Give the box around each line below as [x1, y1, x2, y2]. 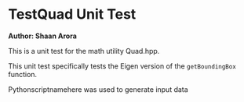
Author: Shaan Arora [8, 31, 77, 40]
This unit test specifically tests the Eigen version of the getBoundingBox [8, 61, 237, 71]
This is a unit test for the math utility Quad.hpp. [8, 46, 160, 55]
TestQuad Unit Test [8, 5, 137, 23]
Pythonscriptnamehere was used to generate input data [8, 84, 188, 94]
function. [8, 69, 38, 79]
